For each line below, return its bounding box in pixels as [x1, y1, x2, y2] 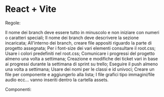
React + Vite [5, 3, 57, 15]
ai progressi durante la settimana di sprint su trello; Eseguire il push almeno [5, 61, 158, 67]
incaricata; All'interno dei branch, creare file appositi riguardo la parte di [5, 40, 152, 46]
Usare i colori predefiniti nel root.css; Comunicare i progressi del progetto [5, 50, 155, 56]
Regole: [5, 20, 21, 26]
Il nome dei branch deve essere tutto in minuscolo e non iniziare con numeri [5, 29, 160, 35]
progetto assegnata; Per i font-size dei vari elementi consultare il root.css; [5, 45, 156, 51]
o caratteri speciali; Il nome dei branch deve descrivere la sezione [5, 35, 139, 41]
